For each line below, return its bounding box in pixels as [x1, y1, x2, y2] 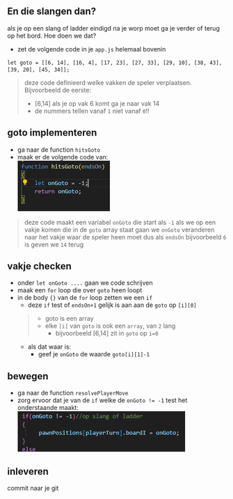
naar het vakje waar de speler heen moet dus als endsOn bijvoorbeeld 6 [24, 232, 227, 241]
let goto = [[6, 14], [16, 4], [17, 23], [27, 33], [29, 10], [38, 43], [7, 59, 223, 66]
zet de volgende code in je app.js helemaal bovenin [17, 45, 166, 53]
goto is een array [45, 315, 94, 323]
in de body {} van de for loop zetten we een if [17, 294, 153, 302]
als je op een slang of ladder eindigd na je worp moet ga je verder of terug [7, 24, 220, 32]
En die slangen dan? [7, 6, 97, 17]
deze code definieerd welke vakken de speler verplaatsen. [24, 78, 192, 86]
